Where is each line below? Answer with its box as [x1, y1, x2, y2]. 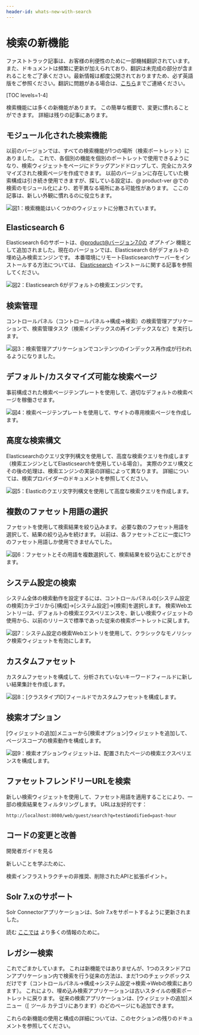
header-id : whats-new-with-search [6, 8, 92, 15]
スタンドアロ [159, 965, 191, 972]
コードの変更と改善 [6, 830, 77, 841]
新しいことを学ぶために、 [6, 860, 69, 867]
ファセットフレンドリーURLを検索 [6, 776, 131, 786]
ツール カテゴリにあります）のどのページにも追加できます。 [30, 1002, 177, 1009]
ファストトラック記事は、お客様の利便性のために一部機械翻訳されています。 [6, 57, 193, 64]
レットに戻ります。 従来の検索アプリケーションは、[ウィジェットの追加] [11, 994, 188, 1002]
